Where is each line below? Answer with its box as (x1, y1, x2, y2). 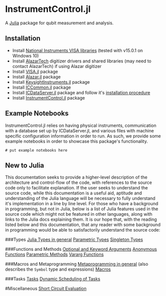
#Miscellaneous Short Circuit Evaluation (5, 286, 87, 292)
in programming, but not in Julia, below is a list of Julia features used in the (5, 206, 159, 212)
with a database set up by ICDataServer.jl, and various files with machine (5, 127, 154, 133)
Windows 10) (12, 53, 39, 59)
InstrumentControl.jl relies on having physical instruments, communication (5, 122, 157, 128)
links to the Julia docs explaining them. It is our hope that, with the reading (5, 217, 157, 223)
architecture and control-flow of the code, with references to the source (5, 179, 152, 185)
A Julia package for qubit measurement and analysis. (5, 20, 114, 26)
